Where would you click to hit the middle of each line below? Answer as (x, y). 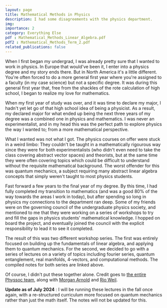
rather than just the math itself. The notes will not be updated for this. (76, 300)
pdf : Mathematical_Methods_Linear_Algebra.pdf (56, 38)
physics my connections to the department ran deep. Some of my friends (81, 202)
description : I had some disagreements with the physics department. (79, 19)
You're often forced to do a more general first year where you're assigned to (83, 77)
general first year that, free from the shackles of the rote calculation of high (83, 87)
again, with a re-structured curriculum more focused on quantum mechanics (84, 294)
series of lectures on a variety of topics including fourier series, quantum (80, 254)
